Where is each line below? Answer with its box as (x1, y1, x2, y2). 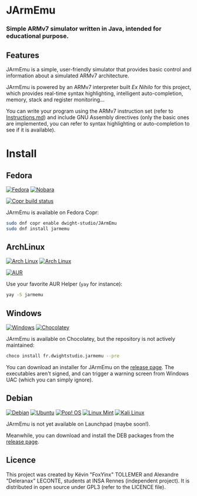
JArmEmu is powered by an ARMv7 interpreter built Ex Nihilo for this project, (6, 83, 192, 90)
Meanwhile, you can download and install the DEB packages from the (6, 432, 175, 439)
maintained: (6, 341, 35, 349)
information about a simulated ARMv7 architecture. (6, 72, 129, 79)
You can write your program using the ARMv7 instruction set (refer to (6, 107, 173, 114)
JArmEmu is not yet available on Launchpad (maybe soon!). (6, 420, 151, 428)
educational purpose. (6, 32, 69, 40)
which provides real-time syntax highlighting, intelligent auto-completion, (6, 90, 183, 97)
